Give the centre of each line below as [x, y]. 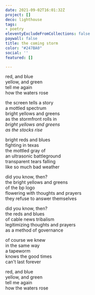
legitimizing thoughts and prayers [40, 225]
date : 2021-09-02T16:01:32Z [35, 10]
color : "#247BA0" [24, 48]
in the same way [22, 245]
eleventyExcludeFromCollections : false [48, 34]
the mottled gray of [26, 151]
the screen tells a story [29, 103]
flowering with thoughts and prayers [43, 193]
